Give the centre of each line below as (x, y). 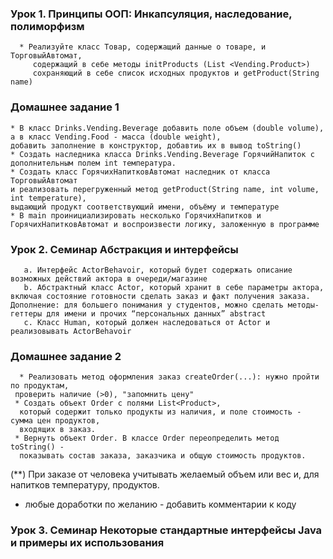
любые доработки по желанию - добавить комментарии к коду (160, 504)
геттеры (26, 313)
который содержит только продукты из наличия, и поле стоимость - (160, 412)
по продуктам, (40, 386)
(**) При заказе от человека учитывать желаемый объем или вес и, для (165, 474)
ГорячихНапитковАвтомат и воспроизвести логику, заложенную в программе (165, 224)
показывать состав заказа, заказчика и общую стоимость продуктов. (163, 456)
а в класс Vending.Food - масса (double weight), (116, 137)
